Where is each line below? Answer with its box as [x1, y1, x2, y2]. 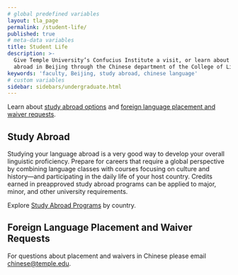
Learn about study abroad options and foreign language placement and [7, 102, 216, 111]
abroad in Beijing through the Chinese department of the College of [13, 63, 223, 70]
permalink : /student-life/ [7, 23, 87, 31]
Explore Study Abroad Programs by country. [7, 201, 137, 210]
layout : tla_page [7, 17, 59, 24]
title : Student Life [7, 43, 69, 50]
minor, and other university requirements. [7, 188, 128, 196]
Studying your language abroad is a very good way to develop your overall [7, 150, 225, 158]
